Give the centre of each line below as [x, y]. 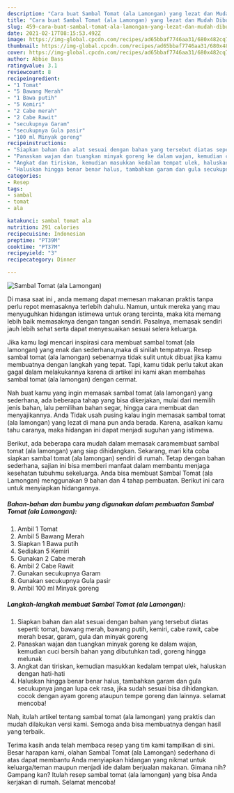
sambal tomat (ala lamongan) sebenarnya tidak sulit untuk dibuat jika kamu [115, 357]
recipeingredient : [34, 78]
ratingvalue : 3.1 [32, 66]
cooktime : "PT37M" [34, 247]
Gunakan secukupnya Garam [59, 573]
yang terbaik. [26, 731]
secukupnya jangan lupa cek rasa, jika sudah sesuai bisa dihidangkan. [118, 688]
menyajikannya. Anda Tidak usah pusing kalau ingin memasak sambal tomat [116, 415]
